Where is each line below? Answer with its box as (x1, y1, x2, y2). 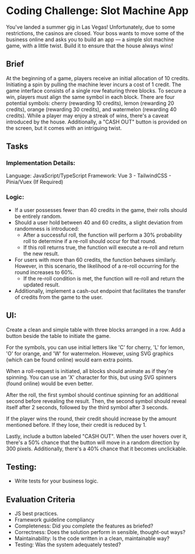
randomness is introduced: (14, 225, 79, 232)
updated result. (23, 281, 60, 288)
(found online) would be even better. (6, 379, 93, 387)
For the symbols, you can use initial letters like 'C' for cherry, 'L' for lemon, (6, 344, 185, 351)
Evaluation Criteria (6, 494, 75, 504)
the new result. (23, 250, 60, 257)
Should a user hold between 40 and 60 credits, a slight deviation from (14, 218, 183, 226)
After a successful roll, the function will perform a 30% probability (23, 231, 183, 238)
